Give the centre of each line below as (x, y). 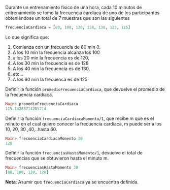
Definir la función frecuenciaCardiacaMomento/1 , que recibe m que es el (80, 118)
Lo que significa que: (27, 37)
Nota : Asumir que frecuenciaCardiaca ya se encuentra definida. (72, 182)
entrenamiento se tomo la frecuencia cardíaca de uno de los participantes (82, 13)
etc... (18, 74)
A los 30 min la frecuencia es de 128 (50, 63)
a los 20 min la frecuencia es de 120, (51, 57)
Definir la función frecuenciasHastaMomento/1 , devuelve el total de (74, 153)
